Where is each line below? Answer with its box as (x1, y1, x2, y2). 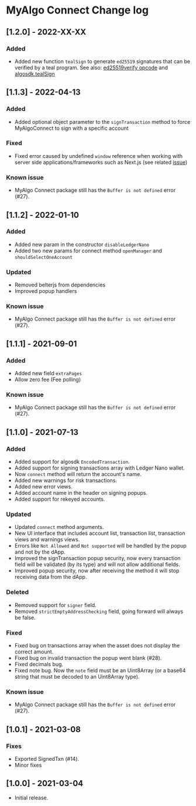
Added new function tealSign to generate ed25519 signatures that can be (14, 58, 191, 65)
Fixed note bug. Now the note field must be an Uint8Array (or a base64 (14, 667, 186, 674)
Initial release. (14, 794, 49, 801)
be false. (14, 614, 36, 621)
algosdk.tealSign (14, 70, 55, 77)
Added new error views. (14, 483, 73, 490)
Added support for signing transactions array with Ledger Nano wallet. (14, 464, 185, 471)
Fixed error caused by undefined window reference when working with (14, 152, 183, 159)
